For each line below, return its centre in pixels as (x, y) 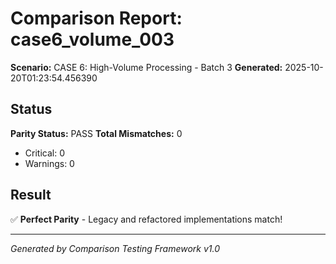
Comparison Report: (96, 18)
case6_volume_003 (92, 39)
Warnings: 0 (49, 163)
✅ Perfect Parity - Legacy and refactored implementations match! (146, 219)
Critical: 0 (44, 153)
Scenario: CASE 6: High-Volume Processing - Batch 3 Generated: (146, 67)
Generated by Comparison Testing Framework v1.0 (115, 248)
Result (31, 195)
